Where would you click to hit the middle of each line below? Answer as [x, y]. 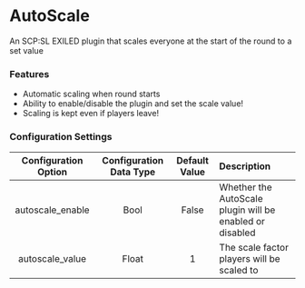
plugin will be [247, 210]
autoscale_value [52, 258]
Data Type [133, 172]
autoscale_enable [52, 210]
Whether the [246, 187]
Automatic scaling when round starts [91, 94]
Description [245, 166]
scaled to [239, 270]
